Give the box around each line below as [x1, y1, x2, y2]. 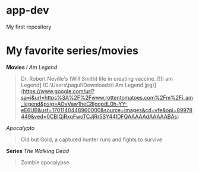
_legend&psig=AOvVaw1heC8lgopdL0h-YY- [20, 100, 128, 107]
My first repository [6, 23, 52, 30]
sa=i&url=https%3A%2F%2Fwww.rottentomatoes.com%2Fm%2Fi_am [20, 94, 193, 101]
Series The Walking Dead [6, 147, 70, 154]
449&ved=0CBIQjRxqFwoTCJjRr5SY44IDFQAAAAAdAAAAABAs [20, 113, 178, 120]
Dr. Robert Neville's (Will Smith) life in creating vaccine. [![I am [20, 75, 173, 82]
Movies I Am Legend [6, 63, 58, 71]
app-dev [6, 4, 49, 17]
